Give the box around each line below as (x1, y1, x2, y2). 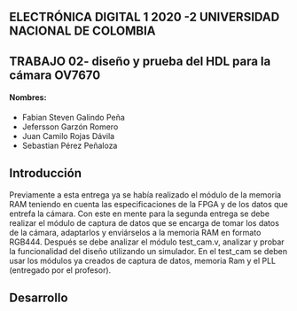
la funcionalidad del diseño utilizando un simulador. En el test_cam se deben (9, 245, 288, 256)
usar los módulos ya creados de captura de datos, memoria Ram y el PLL (9, 255, 277, 266)
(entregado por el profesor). (9, 264, 112, 276)
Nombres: (9, 92, 47, 103)
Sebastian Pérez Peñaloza (21, 140, 118, 151)
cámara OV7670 (9, 67, 101, 82)
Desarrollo (9, 291, 68, 306)
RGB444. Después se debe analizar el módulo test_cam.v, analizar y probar (9, 237, 285, 247)
